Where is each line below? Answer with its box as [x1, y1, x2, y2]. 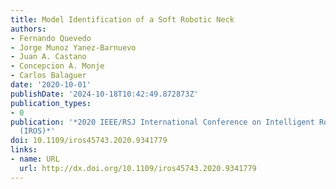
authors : [10, 24, 47, 34]
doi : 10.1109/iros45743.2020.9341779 [10, 136, 168, 146]
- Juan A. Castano [10, 52, 87, 62]
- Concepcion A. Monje [10, 61, 105, 71]
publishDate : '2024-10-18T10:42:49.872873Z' [10, 89, 199, 99]
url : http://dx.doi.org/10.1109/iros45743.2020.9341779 [19, 163, 257, 173]
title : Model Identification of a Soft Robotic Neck [10, 14, 235, 25]
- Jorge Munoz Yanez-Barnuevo [10, 42, 137, 53]
